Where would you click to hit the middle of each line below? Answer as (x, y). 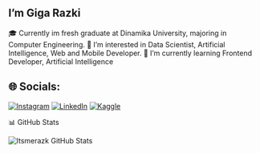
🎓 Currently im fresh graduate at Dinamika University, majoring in (118, 33)
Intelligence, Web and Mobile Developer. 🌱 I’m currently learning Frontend (130, 53)
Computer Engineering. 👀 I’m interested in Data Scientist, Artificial (117, 44)
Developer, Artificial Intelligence (61, 61)
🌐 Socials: (35, 87)
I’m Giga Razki (45, 13)
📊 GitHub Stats (34, 122)
